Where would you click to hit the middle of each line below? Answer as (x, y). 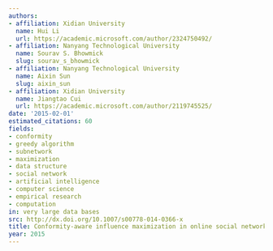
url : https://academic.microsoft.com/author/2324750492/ (114, 38)
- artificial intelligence (54, 182)
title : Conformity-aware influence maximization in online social (123, 227)
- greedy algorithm (41, 144)
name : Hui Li (38, 31)
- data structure (38, 167)
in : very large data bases (54, 211)
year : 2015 (27, 234)
